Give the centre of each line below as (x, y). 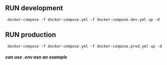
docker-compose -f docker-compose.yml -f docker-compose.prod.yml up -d (85, 46)
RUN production (31, 35)
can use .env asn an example (36, 57)
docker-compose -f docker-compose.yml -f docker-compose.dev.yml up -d (83, 19)
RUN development (34, 8)
